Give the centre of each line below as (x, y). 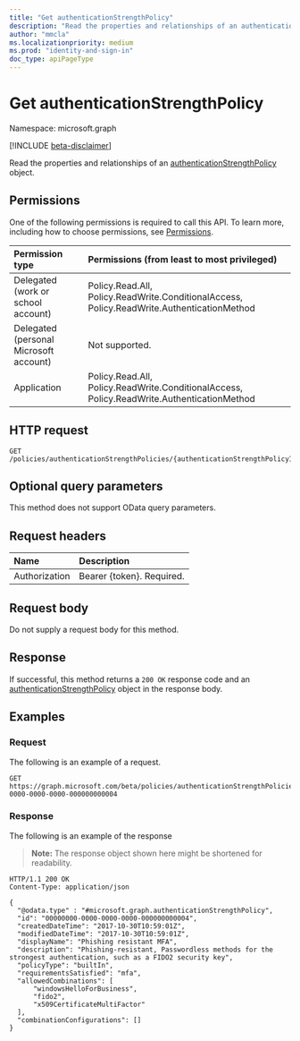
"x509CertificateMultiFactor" (89, 1004)
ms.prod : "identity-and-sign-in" (71, 51)
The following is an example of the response (91, 836)
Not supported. (120, 345)
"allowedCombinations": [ (66, 981)
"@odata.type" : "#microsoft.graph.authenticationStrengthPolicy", (146, 910)
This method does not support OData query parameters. (112, 508)
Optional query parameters (86, 486)
